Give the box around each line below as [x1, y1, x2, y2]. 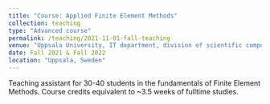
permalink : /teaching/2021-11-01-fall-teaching [8, 34, 171, 42]
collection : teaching [8, 19, 81, 27]
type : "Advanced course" [8, 26, 92, 34]
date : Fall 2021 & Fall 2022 [8, 49, 106, 57]
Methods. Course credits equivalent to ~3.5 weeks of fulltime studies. [8, 86, 239, 96]
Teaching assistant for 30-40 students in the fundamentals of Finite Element [8, 78, 261, 88]
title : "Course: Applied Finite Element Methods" [8, 11, 178, 20]
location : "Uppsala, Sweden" [8, 57, 106, 65]
